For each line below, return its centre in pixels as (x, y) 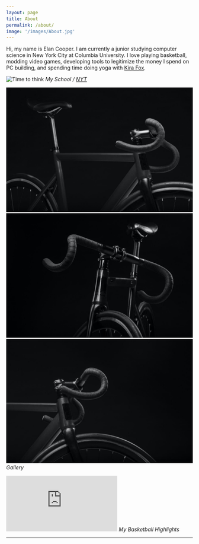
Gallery (15, 467)
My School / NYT (66, 79)
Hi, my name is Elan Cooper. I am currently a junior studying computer (92, 49)
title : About (22, 19)
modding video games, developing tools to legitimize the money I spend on (98, 62)
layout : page (22, 12)
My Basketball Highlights (149, 529)
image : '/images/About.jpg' (41, 31)
